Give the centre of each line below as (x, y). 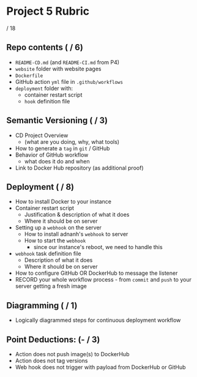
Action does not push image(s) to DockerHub (72, 354)
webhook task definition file (48, 254)
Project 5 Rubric (48, 11)
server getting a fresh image (51, 286)
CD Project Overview (42, 135)
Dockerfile (29, 76)
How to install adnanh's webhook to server (76, 234)
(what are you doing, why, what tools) (72, 141)
